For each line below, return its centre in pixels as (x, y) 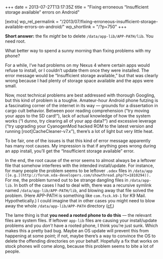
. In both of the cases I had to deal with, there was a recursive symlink (81, 185)
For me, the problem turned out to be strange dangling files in (67, 180)
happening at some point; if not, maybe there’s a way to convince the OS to (80, 236)
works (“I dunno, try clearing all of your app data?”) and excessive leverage (81, 121)
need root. (15, 41)
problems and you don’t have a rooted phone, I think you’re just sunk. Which (81, 226)
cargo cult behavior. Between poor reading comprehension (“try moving (77, 111)
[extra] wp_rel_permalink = (32, 22)
